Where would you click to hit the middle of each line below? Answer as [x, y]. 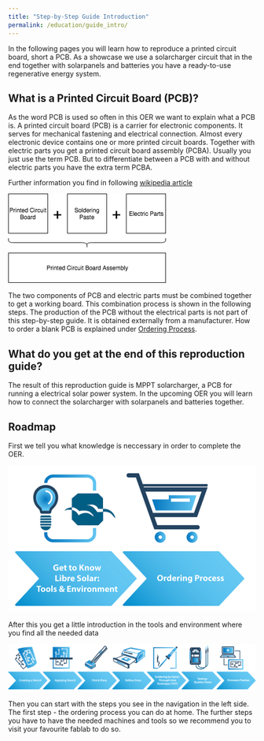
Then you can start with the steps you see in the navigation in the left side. [128, 704]
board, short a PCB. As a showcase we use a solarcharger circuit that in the [130, 57]
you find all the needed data [53, 633]
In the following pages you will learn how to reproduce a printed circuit [123, 48]
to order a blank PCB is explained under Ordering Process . [103, 329]
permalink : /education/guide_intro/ [68, 25]
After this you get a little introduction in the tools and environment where [125, 625]
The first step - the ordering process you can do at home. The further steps [130, 713]
